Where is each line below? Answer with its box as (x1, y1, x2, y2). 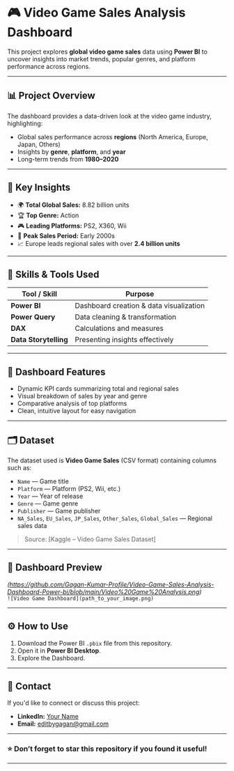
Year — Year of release (17, 492, 84, 500)
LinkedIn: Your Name (17, 712, 79, 721)
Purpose (125, 289, 155, 299)
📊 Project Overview (7, 90, 95, 102)
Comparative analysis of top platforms (17, 399, 127, 407)
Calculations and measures (75, 324, 164, 334)
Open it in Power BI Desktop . (17, 646, 101, 655)
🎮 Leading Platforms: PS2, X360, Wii (17, 221, 127, 230)
